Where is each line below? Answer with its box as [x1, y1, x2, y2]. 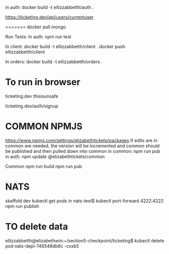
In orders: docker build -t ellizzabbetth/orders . [5, 59, 102, 65]
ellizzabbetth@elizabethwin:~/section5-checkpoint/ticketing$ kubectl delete [5, 237, 164, 243]
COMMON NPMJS [5, 121, 83, 132]
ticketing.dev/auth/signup [5, 103, 59, 109]
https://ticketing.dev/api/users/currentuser [5, 14, 94, 20]
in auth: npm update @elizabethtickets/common [5, 153, 105, 159]
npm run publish [5, 203, 39, 209]
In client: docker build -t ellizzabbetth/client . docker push [5, 44, 125, 50]
